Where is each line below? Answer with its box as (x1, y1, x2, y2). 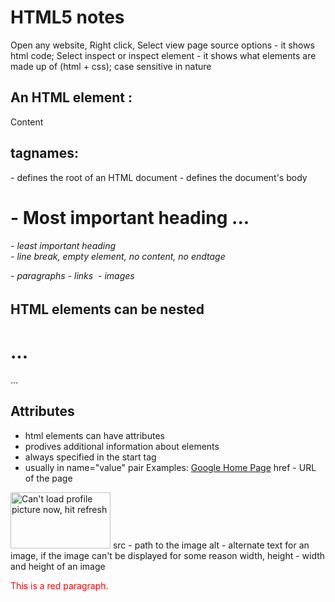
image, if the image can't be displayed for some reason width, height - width (10, 549, 326, 561)
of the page (24, 472, 73, 484)
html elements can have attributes (24, 429, 165, 441)
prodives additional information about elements (24, 440, 220, 452)
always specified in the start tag (24, 451, 157, 463)
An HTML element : (10, 89, 133, 106)
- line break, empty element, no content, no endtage (10, 251, 226, 263)
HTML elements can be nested (10, 301, 205, 318)
